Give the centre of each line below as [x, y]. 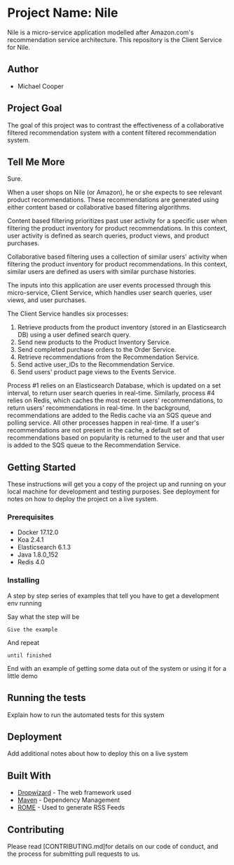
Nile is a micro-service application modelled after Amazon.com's [101, 32]
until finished [29, 655]
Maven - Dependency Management [69, 800]
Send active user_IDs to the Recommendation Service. [96, 365]
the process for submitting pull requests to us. [74, 854]
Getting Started [42, 467]
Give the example [33, 629]
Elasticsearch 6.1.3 [44, 547]
